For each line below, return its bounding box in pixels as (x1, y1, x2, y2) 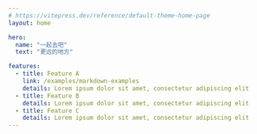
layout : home (8, 19, 51, 27)
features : (8, 63, 41, 71)
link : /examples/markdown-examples (22, 77, 140, 85)
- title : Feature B (15, 92, 80, 100)
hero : (8, 33, 26, 41)
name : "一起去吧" (15, 40, 68, 48)
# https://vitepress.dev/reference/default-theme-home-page (8, 11, 211, 20)
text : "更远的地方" (15, 48, 74, 56)
